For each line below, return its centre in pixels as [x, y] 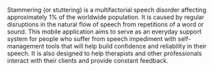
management [26, 46]
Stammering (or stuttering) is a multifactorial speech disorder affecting [107, 10]
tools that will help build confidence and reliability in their [126, 46]
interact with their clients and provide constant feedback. [88, 60]
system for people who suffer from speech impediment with [92, 39]
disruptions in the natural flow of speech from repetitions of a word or [106, 24]
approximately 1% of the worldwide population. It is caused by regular [106, 17]
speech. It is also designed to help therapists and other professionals [105, 53]
